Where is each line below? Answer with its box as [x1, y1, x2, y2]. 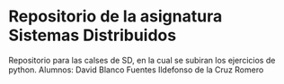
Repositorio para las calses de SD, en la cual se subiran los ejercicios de [8, 55, 276, 65]
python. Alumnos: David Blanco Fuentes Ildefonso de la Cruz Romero [8, 64, 264, 75]
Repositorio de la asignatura [8, 6, 223, 27]
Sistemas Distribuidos [8, 25, 177, 46]
